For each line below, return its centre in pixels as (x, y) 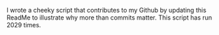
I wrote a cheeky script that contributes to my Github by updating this (107, 10)
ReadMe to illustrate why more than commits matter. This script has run (109, 17)
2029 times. (24, 25)
